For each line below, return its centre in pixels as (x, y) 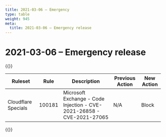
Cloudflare (20, 102)
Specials (18, 108)
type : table (17, 14)
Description (86, 81)
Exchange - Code (84, 99)
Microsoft (74, 93)
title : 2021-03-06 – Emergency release (51, 28)
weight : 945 (17, 19)
